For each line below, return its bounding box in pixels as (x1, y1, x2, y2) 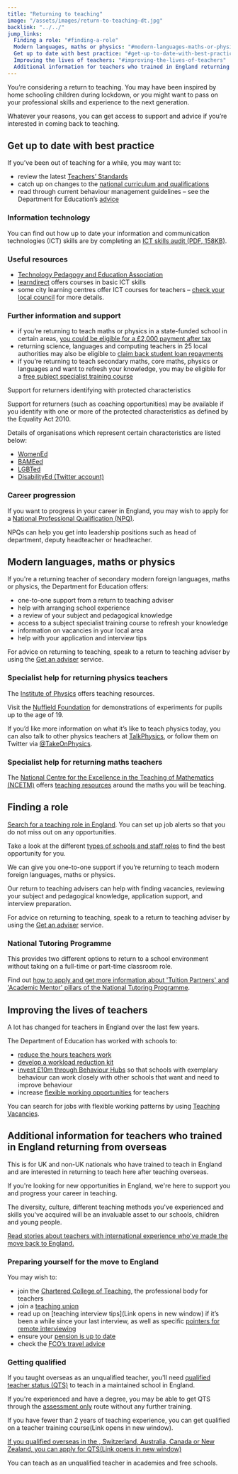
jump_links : (7, 30, 42, 38)
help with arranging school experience (17, 603, 130, 612)
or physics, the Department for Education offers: (7, 582, 149, 591)
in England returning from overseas (7, 1141, 167, 1153)
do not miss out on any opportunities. (7, 827, 117, 836)
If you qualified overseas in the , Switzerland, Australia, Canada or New (7, 1437, 215, 1446)
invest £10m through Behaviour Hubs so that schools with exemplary (17, 1065, 218, 1074)
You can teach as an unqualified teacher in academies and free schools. (7, 1458, 218, 1468)
